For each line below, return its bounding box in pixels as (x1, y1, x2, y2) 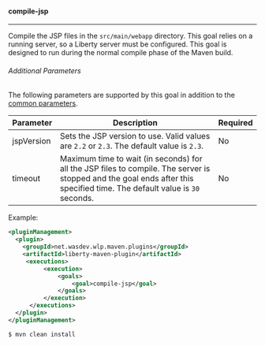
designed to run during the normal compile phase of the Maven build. (8, 48, 233, 58)
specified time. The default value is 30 (59, 183, 200, 194)
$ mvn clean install (8, 330, 77, 338)
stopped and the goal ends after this (59, 173, 195, 184)
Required (218, 117, 253, 128)
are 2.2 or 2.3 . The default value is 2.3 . (59, 140, 203, 151)
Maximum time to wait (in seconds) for (59, 154, 203, 165)
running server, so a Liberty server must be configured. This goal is (8, 39, 227, 49)
